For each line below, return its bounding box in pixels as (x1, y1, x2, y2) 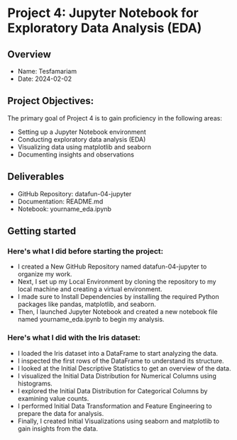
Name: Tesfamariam (17, 67, 77, 75)
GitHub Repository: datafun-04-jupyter (17, 189, 132, 198)
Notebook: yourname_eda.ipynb (17, 204, 112, 213)
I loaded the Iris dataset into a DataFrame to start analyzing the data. (17, 349, 219, 357)
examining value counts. (17, 394, 89, 402)
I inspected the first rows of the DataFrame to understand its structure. (17, 356, 225, 365)
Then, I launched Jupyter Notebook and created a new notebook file (17, 308, 218, 316)
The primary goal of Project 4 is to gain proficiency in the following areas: (7, 113, 222, 122)
